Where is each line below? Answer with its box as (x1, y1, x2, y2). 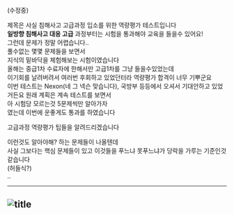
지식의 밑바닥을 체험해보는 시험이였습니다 (7, 56, 120, 64)
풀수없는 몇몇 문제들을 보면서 (7, 47, 86, 55)
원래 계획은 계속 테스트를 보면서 (25, 91, 111, 99)
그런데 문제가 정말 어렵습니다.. (7, 38, 89, 47)
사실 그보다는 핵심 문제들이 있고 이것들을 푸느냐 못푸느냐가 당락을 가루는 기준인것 (7, 147, 227, 155)
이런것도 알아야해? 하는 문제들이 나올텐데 (7, 138, 118, 146)
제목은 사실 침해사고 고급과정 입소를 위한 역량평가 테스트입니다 (7, 21, 177, 29)
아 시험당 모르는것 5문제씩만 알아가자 (7, 100, 108, 107)
